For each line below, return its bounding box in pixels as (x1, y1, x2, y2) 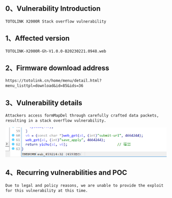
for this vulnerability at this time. (5, 188, 88, 193)
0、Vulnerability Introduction (5, 4, 101, 13)
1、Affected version (5, 34, 70, 43)
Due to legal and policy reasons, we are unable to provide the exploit (5, 183, 164, 188)
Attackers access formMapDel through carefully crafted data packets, (5, 113, 159, 118)
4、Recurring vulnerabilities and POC (5, 168, 127, 177)
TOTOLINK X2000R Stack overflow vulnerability (5, 19, 106, 24)
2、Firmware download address (5, 64, 110, 73)
